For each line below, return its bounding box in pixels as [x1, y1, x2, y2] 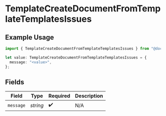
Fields [5, 77, 25, 86]
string [30, 102, 44, 109]
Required [48, 92, 71, 99]
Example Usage [5, 33, 54, 41]
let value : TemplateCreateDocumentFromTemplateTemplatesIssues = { [5, 55, 147, 60]
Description [75, 92, 103, 99]
